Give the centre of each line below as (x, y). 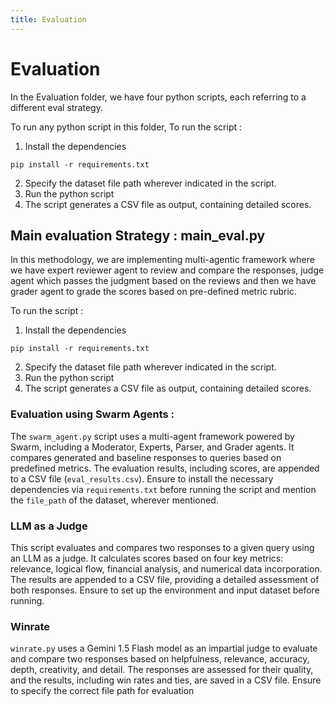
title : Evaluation (48, 19)
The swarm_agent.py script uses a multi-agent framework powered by (152, 436)
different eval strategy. (56, 107)
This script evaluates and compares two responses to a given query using (162, 547)
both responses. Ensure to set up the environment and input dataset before (165, 590)
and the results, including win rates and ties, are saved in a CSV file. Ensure (166, 680)
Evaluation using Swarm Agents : (92, 414)
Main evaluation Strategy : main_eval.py (138, 235)
